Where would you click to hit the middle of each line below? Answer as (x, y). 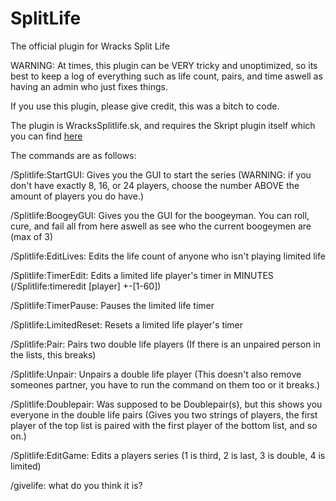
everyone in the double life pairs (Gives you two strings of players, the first (164, 414)
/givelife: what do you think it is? (76, 485)
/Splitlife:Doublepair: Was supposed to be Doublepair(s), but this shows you (166, 404)
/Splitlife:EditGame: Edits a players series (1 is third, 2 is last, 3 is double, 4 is (168, 455)
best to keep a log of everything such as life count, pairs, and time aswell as (166, 76)
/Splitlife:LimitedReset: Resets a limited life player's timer (127, 324)
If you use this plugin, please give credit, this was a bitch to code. (145, 106)
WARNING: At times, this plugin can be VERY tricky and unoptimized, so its (164, 65)
